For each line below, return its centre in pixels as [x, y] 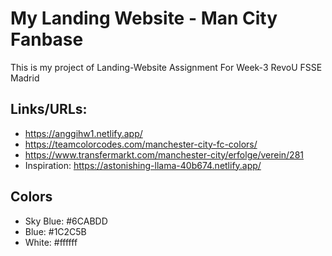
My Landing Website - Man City [144, 18]
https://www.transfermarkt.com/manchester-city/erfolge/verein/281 [164, 154]
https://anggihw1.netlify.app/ [83, 133]
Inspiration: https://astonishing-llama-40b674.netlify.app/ [143, 165]
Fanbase [47, 39]
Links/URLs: [49, 109]
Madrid [25, 78]
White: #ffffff [51, 242]
